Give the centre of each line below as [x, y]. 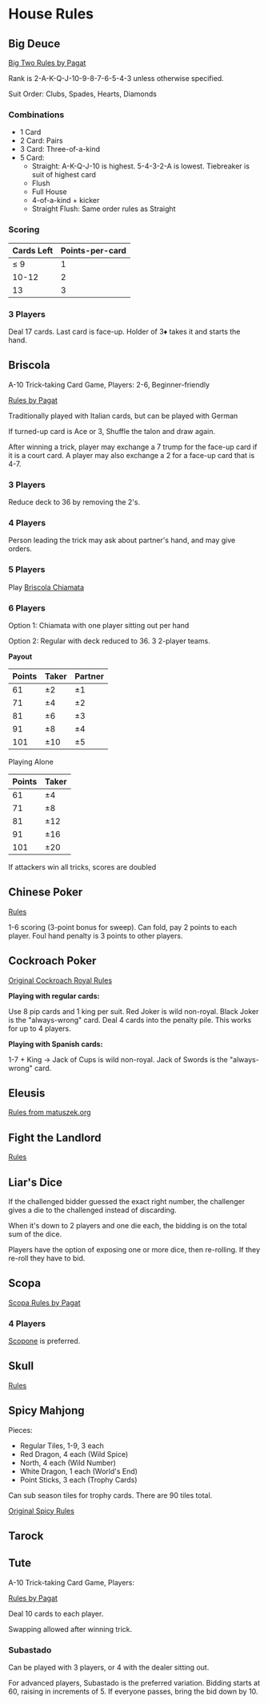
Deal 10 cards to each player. [56, 1613]
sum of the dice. [35, 1234]
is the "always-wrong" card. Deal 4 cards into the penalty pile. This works [130, 1020]
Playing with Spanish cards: [56, 1044]
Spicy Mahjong [47, 1411]
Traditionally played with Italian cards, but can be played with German [123, 416]
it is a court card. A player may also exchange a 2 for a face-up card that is [132, 455]
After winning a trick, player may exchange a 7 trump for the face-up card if [133, 447]
